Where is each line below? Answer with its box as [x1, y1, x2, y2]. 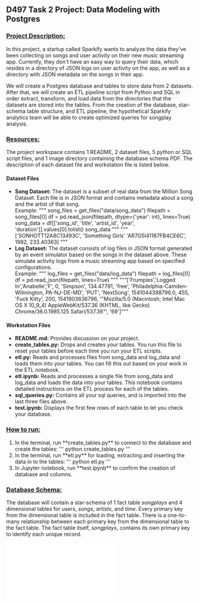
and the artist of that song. [14, 200, 80, 208]
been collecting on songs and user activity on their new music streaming [6, 52, 184, 59]
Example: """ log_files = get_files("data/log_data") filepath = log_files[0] [14, 270, 190, 277]
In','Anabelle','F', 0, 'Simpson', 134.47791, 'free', [14, 282, 130, 290]
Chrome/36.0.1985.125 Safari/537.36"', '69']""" [14, 308, 129, 315]
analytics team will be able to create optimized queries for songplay [6, 114, 172, 121]
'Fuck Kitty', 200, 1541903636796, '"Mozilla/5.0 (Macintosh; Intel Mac [14, 296, 185, 303]
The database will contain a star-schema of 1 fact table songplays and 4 [6, 499, 183, 506]
